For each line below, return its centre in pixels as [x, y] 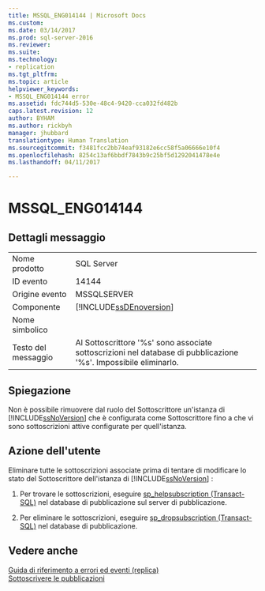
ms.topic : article [38, 81]
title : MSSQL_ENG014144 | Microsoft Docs [77, 15]
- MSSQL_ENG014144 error [49, 96]
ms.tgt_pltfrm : [33, 74]
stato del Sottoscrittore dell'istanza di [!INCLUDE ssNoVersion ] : [111, 478]
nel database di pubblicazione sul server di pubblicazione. [132, 502]
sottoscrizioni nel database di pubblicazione [157, 352]
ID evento [30, 281]
